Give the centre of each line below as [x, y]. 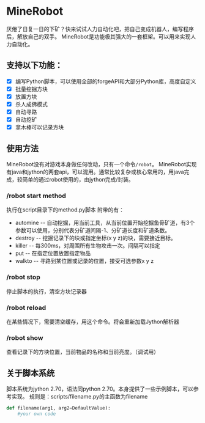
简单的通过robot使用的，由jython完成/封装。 [78, 179]
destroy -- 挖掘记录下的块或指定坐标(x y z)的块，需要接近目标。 [95, 238]
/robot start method [36, 196]
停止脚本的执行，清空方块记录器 [47, 291]
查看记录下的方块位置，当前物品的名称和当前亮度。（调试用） [83, 352]
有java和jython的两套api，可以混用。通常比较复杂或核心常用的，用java [95, 172]
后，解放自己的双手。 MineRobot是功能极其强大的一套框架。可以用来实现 [99, 36]
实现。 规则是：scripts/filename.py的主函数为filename [80, 396]
